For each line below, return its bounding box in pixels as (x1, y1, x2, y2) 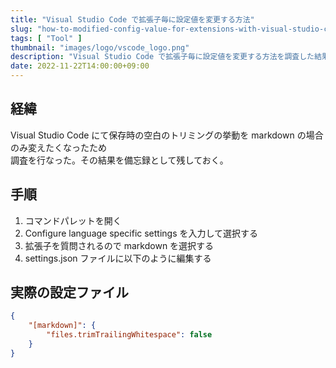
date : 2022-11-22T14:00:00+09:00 (10, 61, 150, 71)
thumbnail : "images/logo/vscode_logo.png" (10, 42, 190, 53)
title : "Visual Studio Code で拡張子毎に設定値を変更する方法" (10, 14, 255, 25)
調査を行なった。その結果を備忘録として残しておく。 (10, 154, 229, 166)
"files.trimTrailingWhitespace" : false (46, 330, 213, 340)
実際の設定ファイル (10, 284, 129, 301)
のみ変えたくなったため (10, 141, 107, 153)
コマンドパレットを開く (24, 214, 122, 226)
